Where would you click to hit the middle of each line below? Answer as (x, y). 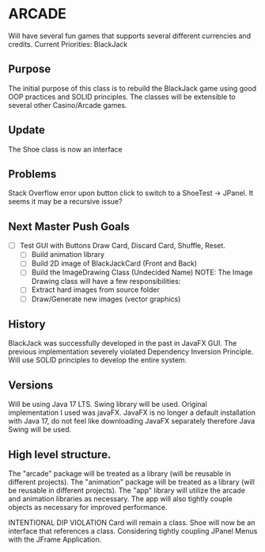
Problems (32, 174)
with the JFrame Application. (55, 539)
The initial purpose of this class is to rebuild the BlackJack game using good (132, 88)
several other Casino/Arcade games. (68, 105)
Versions (31, 385)
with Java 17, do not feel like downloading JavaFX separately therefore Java (132, 421)
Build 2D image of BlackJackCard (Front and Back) (114, 263)
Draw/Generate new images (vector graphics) (106, 299)
